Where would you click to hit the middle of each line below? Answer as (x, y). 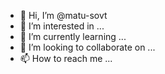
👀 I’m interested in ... (62, 26)
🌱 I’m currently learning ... (73, 36)
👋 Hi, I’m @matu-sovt (63, 15)
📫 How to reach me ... (66, 58)
